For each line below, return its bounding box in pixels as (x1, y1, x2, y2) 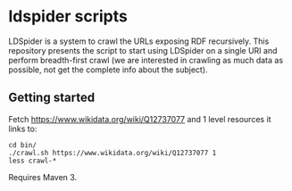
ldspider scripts (8, 6, 129, 27)
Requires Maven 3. (8, 171, 78, 182)
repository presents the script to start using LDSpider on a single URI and (8, 45, 278, 55)
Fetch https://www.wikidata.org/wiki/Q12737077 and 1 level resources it (8, 113, 271, 124)
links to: (8, 123, 38, 134)
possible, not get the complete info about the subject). (8, 64, 208, 75)
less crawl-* (8, 156, 57, 165)
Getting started (8, 90, 96, 105)
